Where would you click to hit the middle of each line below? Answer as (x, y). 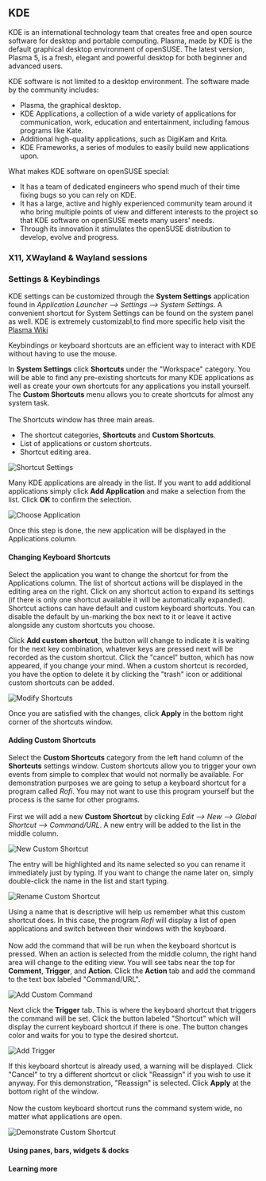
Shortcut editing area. (55, 452)
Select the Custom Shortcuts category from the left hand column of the (126, 758)
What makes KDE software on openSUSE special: (89, 171)
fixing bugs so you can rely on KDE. (78, 194)
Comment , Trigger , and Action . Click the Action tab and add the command (132, 971)
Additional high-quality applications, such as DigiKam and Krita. (124, 139)
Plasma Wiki (28, 330)
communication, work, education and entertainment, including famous (135, 121)
